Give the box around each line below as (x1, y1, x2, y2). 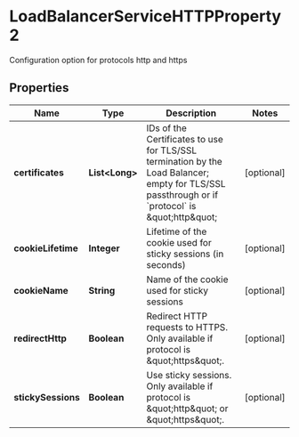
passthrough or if (146, 189, 219, 201)
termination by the (146, 155, 222, 167)
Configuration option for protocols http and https (9, 54, 188, 65)
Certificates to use (146, 133, 224, 145)
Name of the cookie (146, 273, 229, 286)
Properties (9, 80, 69, 95)
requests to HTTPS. (146, 320, 229, 333)
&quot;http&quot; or (146, 402, 229, 415)
